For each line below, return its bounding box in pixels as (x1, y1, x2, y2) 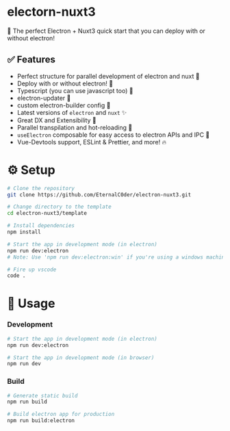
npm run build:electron (7, 417, 75, 424)
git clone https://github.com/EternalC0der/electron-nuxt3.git (7, 191, 192, 198)
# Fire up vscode (7, 266, 57, 273)
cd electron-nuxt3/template (7, 210, 88, 217)
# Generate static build (7, 392, 78, 399)
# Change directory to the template (7, 203, 112, 211)
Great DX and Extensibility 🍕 (16, 116, 97, 124)
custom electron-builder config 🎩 (16, 101, 111, 109)
